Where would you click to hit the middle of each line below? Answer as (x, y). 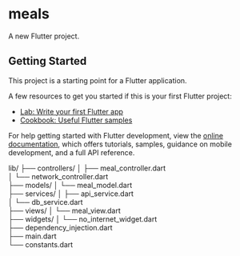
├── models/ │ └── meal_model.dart (70, 185)
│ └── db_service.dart (46, 202)
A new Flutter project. (44, 36)
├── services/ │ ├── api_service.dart (71, 194)
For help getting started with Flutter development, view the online (116, 135)
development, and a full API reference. (72, 152)
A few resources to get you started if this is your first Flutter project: (120, 96)
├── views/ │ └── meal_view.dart (65, 210)
